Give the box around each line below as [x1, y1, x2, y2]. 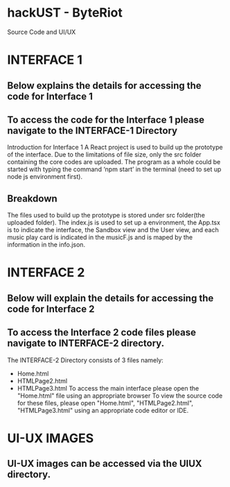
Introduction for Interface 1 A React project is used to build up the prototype [7, 143, 223, 152]
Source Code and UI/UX [7, 28, 76, 36]
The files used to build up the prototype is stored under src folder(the [7, 211, 206, 220]
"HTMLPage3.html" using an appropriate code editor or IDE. [17, 406, 189, 414]
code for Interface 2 [7, 303, 95, 315]
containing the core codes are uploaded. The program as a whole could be [7, 158, 221, 166]
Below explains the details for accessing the [7, 80, 202, 91]
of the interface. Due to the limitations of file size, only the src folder [7, 150, 202, 159]
